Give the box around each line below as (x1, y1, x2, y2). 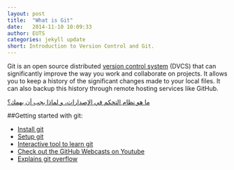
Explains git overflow (17, 155, 78, 163)
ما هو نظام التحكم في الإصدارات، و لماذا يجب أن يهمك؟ (7, 98, 150, 106)
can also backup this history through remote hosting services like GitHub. (7, 85, 219, 92)
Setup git (17, 132, 44, 141)
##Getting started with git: (7, 111, 83, 120)
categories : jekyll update (7, 36, 86, 43)
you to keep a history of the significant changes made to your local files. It (7, 77, 221, 85)
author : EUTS (7, 29, 45, 37)
